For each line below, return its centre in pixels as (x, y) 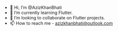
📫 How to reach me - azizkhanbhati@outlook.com (61, 23)
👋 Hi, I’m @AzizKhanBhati (36, 8)
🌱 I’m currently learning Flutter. (41, 13)
